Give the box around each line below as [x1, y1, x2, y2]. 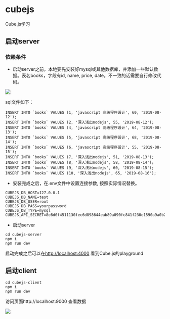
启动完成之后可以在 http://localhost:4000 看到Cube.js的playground [5, 250, 143, 256]
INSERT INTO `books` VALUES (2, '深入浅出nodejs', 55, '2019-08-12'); [5, 120, 154, 125]
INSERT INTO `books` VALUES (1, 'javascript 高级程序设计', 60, [5, 110, 139, 115]
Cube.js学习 [5, 21, 30, 27]
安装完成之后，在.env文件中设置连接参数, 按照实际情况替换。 [12, 180, 140, 186]
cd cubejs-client [5, 280, 42, 285]
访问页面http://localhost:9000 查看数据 [5, 298, 87, 304]
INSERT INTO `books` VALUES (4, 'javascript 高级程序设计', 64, [5, 125, 139, 130]
